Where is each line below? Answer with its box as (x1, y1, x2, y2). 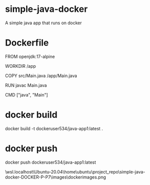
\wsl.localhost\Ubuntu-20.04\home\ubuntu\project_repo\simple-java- (5, 169, 146, 175)
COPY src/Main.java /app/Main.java (5, 73, 77, 79)
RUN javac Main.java (5, 82, 47, 88)
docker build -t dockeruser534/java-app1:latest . (5, 125, 103, 132)
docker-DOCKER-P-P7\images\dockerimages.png (5, 174, 106, 180)
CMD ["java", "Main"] (5, 92, 48, 97)
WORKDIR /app (5, 63, 36, 69)
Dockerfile (5, 37, 49, 48)
